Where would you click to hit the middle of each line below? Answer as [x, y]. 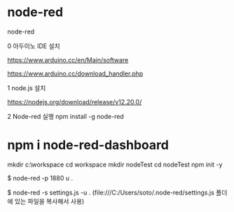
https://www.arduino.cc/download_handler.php [75, 73]
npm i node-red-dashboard [88, 145]
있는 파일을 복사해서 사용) [49, 201]
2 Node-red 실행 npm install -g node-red [66, 116]
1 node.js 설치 [27, 87]
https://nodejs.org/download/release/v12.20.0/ [75, 101]
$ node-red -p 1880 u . [40, 178]
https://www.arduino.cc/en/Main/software [68, 59]
